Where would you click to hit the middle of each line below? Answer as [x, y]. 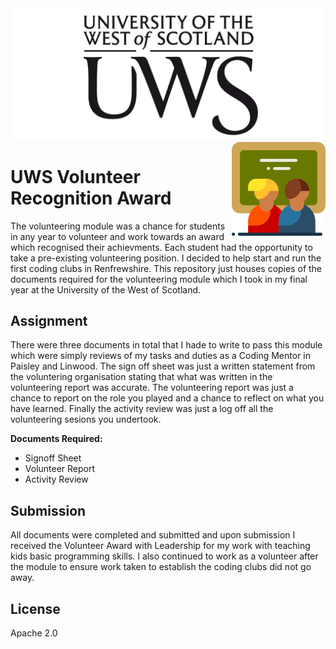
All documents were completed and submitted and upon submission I [153, 535]
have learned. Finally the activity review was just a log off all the [142, 409]
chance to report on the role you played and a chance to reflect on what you [167, 398]
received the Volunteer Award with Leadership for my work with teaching [160, 546]
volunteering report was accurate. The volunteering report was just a [152, 388]
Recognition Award [91, 198]
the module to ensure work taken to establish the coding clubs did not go [161, 567]
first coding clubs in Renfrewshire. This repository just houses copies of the [166, 268]
